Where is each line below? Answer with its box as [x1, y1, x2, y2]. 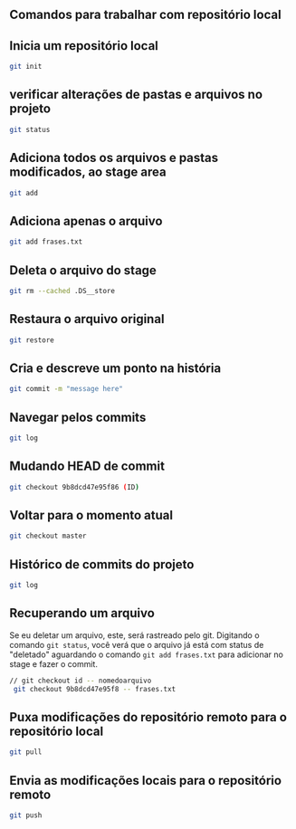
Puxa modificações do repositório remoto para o [9, 710, 288, 725]
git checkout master [9, 531, 88, 541]
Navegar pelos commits [9, 409, 147, 424]
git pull [9, 748, 43, 757]
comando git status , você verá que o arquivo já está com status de [9, 639, 264, 650]
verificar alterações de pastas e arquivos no [9, 87, 263, 102]
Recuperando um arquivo [9, 605, 156, 621]
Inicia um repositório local [9, 38, 158, 53]
